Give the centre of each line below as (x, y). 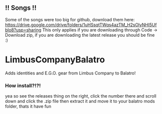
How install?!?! (23, 85)
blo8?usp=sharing (23, 30)
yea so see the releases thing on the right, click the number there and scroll (81, 96)
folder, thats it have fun (28, 106)
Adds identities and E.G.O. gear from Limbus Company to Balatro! (71, 73)
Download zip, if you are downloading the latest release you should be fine (80, 35)
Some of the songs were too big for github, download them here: (70, 19)
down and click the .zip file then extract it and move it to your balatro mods (80, 101)
